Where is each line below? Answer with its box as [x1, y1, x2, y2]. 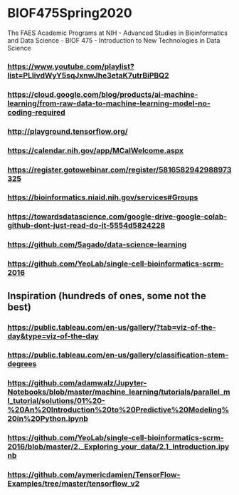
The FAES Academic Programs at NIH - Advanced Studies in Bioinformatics [7, 28, 228, 37]
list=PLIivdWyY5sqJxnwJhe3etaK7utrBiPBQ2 [7, 70, 169, 80]
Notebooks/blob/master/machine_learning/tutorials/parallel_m [7, 387, 230, 397]
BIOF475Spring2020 [7, 5, 133, 21]
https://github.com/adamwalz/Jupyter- [7, 378, 147, 388]
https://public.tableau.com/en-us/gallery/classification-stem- [7, 350, 229, 360]
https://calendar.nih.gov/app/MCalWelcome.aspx [7, 145, 184, 155]
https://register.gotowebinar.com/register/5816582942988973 [7, 165, 232, 174]
